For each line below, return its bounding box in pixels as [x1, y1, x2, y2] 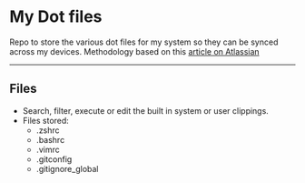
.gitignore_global [35, 163, 99, 174]
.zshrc [35, 125, 61, 136]
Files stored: [22, 115, 70, 126]
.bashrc [35, 134, 65, 145]
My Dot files [9, 6, 103, 27]
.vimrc [35, 144, 61, 155]
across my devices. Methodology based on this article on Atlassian [9, 46, 261, 56]
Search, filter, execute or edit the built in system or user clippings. [22, 105, 270, 116]
